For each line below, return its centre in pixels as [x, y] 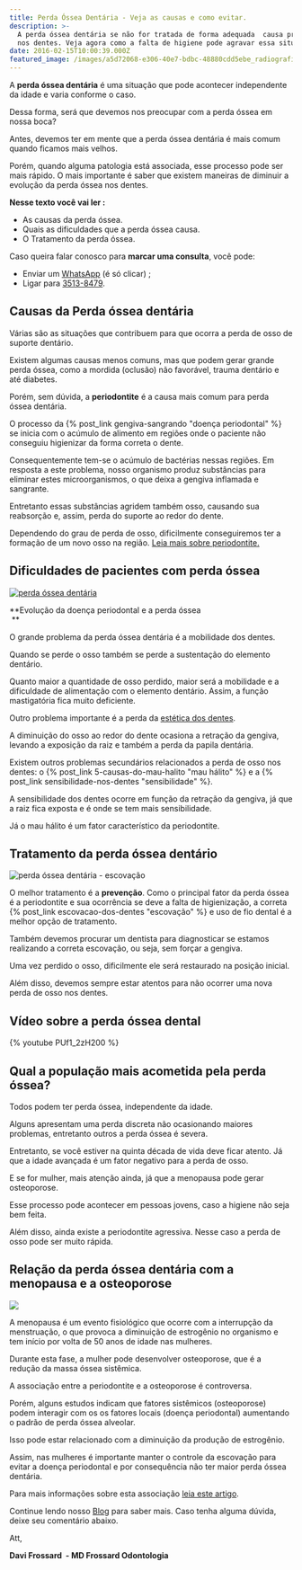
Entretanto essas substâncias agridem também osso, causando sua [134, 506]
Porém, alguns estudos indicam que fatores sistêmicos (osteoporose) [138, 1403]
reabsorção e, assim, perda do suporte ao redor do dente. [117, 515]
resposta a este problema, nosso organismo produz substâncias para [138, 469]
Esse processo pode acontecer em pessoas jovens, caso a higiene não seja [150, 1205]
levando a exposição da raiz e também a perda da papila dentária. [132, 745]
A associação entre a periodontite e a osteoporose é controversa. [131, 1386]
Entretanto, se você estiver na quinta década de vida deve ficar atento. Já [146, 1151]
